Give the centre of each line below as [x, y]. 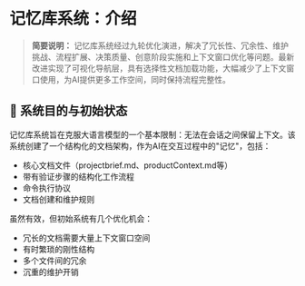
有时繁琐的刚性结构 [59, 249]
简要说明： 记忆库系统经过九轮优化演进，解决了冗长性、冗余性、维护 [160, 45]
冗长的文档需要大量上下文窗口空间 [86, 238]
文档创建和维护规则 [59, 199]
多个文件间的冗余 [54, 261]
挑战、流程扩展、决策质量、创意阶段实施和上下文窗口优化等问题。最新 [163, 56]
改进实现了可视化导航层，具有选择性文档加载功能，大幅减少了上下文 [159, 68]
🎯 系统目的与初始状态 [69, 111]
